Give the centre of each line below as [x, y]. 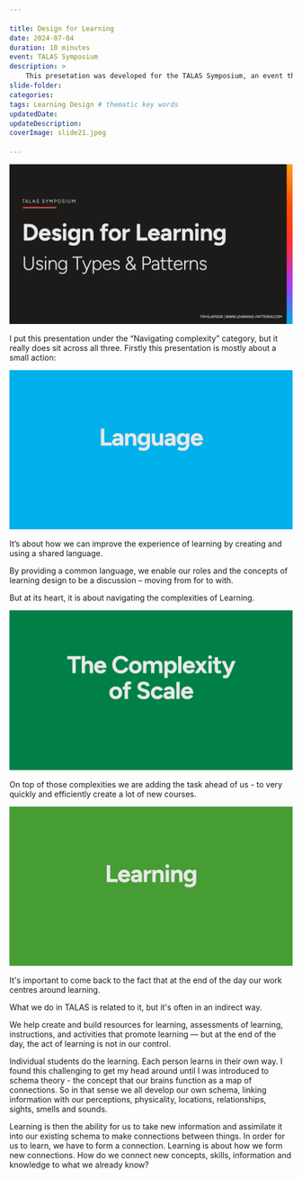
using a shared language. [56, 553]
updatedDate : [34, 114]
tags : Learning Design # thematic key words [94, 104]
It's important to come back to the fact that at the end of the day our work [146, 980]
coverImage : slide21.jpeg [58, 133]
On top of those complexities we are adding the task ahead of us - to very [146, 784]
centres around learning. [55, 990]
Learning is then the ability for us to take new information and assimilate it [146, 1126]
